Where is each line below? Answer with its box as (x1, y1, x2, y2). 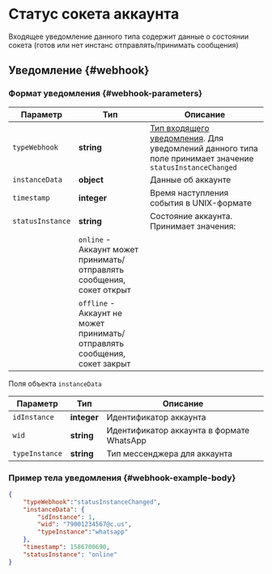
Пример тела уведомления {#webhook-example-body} (8, 472, 236, 483)
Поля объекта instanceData (8, 378, 103, 388)
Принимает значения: (149, 220, 236, 231)
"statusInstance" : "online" (23, 551, 117, 559)
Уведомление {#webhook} (8, 64, 150, 78)
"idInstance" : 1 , (37, 513, 96, 521)
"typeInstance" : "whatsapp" (37, 528, 129, 536)
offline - (78, 297, 116, 308)
